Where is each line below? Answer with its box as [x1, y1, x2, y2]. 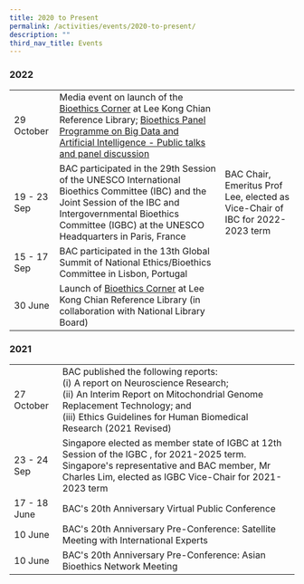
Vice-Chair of [224, 201, 284, 214]
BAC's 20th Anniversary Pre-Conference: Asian [62, 549, 266, 561]
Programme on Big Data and [59, 124, 179, 137]
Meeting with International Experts [62, 533, 208, 546]
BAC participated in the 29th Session [59, 162, 216, 175]
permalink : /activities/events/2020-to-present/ [9, 22, 196, 31]
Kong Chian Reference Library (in [59, 293, 201, 306]
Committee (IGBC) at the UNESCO [59, 218, 205, 231]
